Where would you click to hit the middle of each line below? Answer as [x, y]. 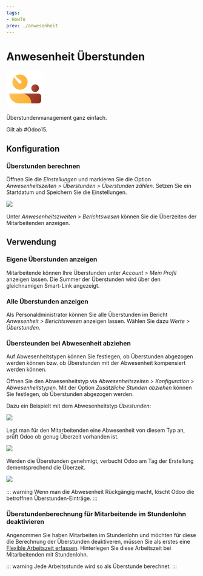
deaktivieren [25, 522]
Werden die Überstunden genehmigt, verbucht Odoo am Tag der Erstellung [100, 461]
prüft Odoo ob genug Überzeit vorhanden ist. [63, 437]
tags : [13, 13]
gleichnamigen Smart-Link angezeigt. [53, 285]
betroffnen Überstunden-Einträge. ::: [52, 498]
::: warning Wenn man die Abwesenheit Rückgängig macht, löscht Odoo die [100, 492]
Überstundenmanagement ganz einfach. [57, 118]
